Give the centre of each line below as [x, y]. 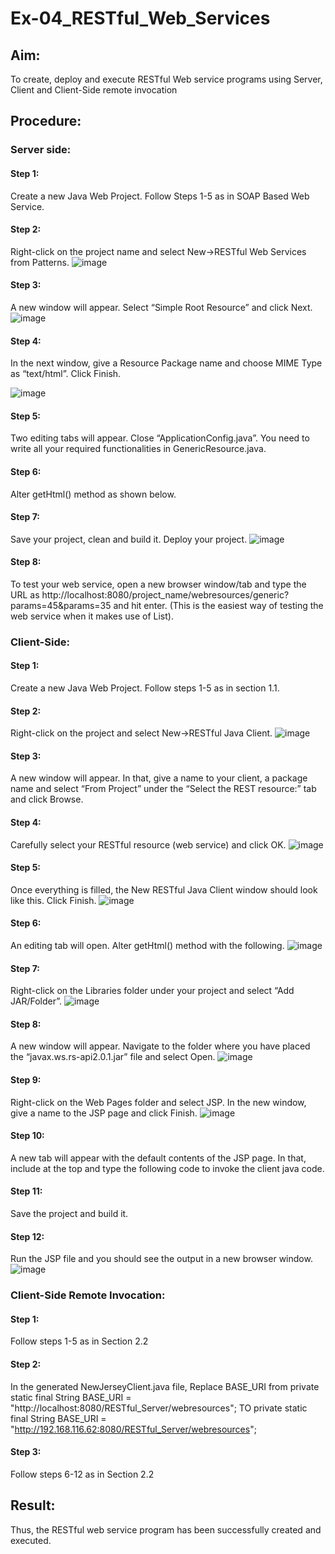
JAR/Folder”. [36, 1001]
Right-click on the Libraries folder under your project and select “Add [152, 991]
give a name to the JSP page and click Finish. [104, 1113]
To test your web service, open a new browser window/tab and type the [158, 584]
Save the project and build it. [69, 1214]
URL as [25, 594]
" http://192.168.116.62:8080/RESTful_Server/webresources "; [133, 1429]
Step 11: [26, 1191]
